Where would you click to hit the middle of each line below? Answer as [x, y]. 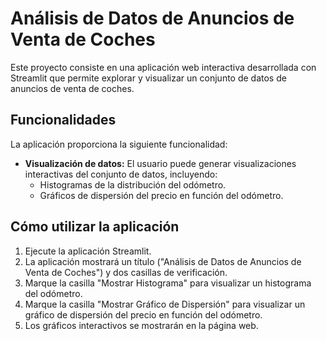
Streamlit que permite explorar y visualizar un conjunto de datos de [148, 78]
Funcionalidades [63, 120]
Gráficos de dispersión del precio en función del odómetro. [161, 195]
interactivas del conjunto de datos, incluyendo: [121, 174]
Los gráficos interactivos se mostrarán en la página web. [141, 325]
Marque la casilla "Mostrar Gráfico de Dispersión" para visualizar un [165, 304]
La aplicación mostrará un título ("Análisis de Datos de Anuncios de [163, 261]
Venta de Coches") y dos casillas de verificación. [126, 272]
